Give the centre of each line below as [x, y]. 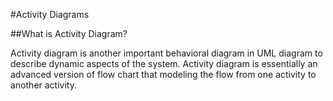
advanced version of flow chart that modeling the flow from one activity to [163, 74]
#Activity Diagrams [50, 14]
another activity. [43, 85]
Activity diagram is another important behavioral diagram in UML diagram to [166, 53]
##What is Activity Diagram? [69, 33]
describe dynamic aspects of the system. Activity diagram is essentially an [164, 63]
